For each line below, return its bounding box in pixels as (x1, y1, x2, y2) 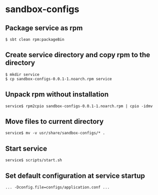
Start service (5, 144, 47, 153)
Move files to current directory (5, 117, 104, 126)
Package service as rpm (5, 24, 83, 32)
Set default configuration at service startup (5, 171, 145, 180)
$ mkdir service (5, 72, 39, 77)
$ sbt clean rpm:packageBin (5, 37, 65, 42)
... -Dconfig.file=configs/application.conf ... (5, 185, 110, 190)
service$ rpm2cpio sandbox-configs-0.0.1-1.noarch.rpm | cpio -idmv (5, 104, 153, 109)
